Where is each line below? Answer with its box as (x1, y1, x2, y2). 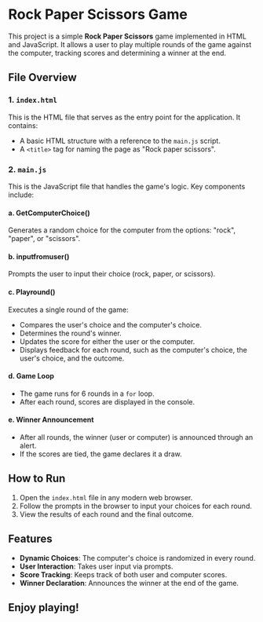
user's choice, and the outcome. (19, 353, 125, 363)
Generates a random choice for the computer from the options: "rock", (8, 225, 236, 235)
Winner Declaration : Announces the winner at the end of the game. (19, 578, 239, 587)
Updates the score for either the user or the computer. (19, 336, 195, 346)
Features (8, 532, 53, 546)
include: (8, 190, 35, 199)
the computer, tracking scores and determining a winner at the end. (8, 48, 226, 57)
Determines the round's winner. (19, 328, 122, 338)
